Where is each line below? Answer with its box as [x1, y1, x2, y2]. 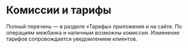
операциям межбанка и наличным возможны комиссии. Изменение [6, 29, 180, 36]
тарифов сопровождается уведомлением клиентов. [6, 35, 138, 42]
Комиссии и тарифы [6, 4, 112, 17]
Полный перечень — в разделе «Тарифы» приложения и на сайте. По [6, 23, 182, 30]
